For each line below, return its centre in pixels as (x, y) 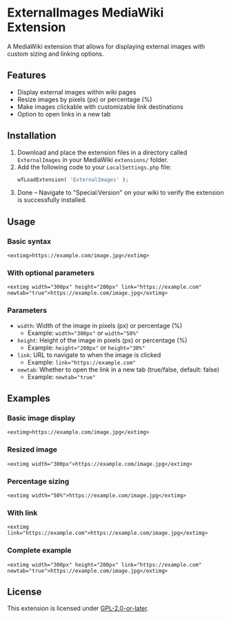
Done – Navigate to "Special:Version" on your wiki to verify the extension (120, 193)
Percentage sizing (38, 481)
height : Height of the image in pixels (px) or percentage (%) (102, 340)
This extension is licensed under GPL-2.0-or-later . (78, 609)
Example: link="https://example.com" (82, 362)
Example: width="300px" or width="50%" (83, 333)
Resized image (32, 449)
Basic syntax (29, 241)
